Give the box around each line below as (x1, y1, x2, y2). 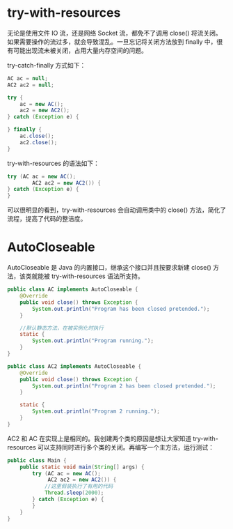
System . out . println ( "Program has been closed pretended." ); (32, 305, 210, 312)
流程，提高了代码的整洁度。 (7, 215, 87, 223)
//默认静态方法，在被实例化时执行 (19, 324, 104, 332)
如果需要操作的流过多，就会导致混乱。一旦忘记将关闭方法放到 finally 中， (7, 37, 217, 46)
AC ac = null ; (7, 75, 49, 82)
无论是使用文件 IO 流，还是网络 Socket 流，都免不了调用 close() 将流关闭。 (7, 29, 223, 37)
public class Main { (7, 457, 67, 464)
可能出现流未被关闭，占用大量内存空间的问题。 (13, 46, 147, 54)
